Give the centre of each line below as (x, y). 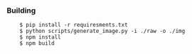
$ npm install (40, 37)
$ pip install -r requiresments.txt (74, 25)
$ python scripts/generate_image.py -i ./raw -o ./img (102, 31)
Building (21, 11)
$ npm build (37, 43)
